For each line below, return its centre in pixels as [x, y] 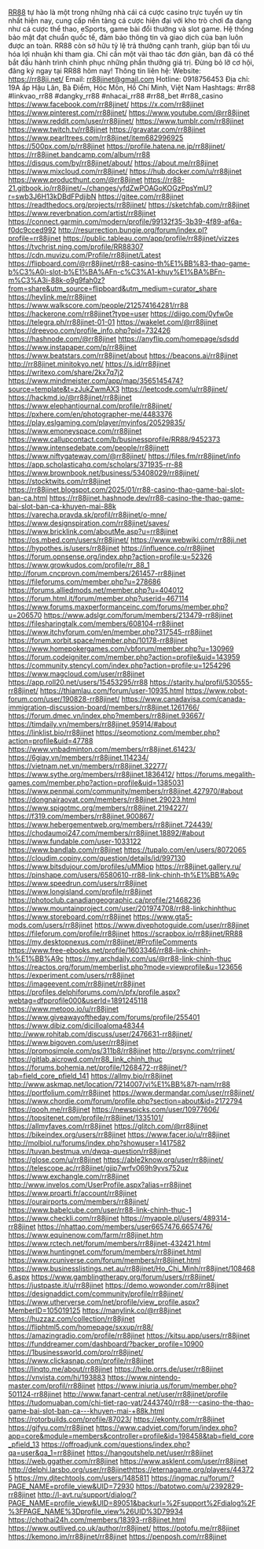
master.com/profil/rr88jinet [52, 1386]
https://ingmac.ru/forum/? [192, 1478]
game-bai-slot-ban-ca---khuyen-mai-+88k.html [86, 1411]
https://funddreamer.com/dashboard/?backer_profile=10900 [106, 1344]
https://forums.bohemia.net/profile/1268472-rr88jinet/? [97, 1067]
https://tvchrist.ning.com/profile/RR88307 [76, 247]
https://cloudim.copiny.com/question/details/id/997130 [97, 858]
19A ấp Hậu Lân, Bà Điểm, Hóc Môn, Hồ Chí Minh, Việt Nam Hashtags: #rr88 [132, 88]
